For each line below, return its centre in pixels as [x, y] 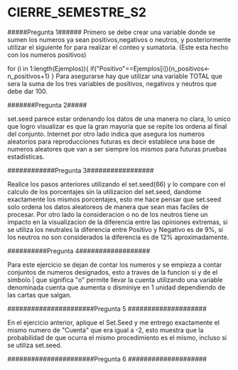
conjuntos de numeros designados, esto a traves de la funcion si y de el [113, 272]
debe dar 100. [28, 91]
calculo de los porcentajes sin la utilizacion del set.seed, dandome [104, 191]
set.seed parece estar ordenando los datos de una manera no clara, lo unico [119, 119]
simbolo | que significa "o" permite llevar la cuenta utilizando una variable [115, 280]
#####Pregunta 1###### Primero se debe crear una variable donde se [111, 32]
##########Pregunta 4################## [79, 250]
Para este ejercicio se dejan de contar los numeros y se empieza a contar [115, 265]
